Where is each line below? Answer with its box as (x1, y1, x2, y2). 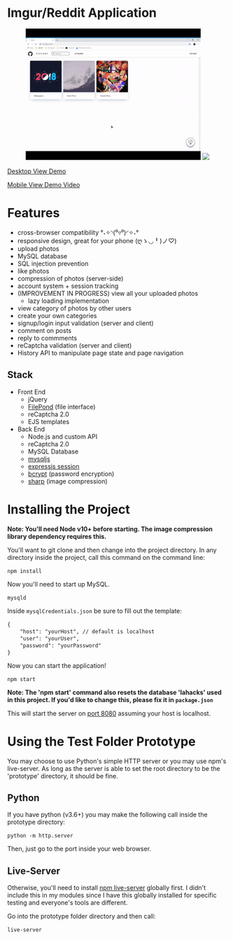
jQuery (27, 395, 48, 404)
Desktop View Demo (7, 167, 66, 175)
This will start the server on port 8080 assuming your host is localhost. (7, 709, 211, 718)
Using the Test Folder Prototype (7, 734, 196, 749)
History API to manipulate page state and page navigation (17, 348, 184, 357)
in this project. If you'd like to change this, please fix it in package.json (7, 695, 213, 704)
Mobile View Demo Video (7, 180, 80, 189)
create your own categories (17, 311, 97, 320)
